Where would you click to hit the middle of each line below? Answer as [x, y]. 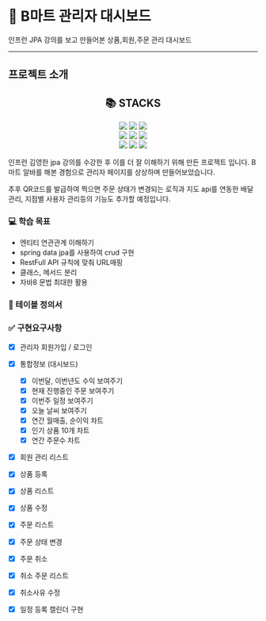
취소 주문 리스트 [44, 575]
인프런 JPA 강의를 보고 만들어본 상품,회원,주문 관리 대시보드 [100, 40]
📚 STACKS [133, 103]
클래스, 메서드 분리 [48, 272]
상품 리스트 [37, 491]
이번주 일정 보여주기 [62, 401]
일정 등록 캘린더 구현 [51, 609]
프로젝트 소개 [38, 75]
